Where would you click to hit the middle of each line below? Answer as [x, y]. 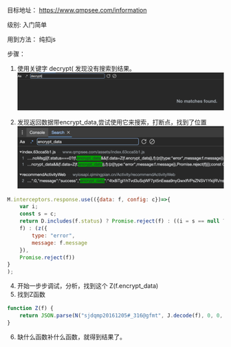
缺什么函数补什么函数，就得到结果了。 [71, 337]
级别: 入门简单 [27, 25]
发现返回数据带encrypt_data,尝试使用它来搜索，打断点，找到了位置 [112, 122]
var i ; [29, 207]
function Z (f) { [30, 309]
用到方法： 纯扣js [32, 39]
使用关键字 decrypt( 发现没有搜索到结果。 [76, 68]
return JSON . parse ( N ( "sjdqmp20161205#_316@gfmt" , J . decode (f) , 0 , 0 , [121, 316]
